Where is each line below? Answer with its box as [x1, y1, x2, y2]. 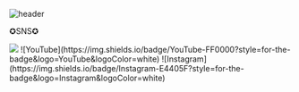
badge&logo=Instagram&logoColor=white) [9, 72, 166, 83]
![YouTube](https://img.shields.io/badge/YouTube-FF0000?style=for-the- [20, 45, 291, 54]
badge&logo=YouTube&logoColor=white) [9, 54, 160, 64]
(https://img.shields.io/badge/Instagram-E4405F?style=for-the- [9, 63, 244, 73]
